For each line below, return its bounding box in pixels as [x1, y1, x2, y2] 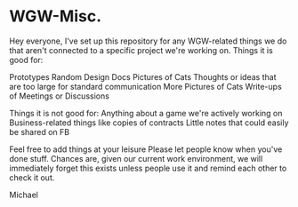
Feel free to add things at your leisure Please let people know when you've [9, 144, 283, 155]
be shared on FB [9, 126, 69, 137]
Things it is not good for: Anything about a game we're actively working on [9, 107, 283, 118]
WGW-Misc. [9, 6, 102, 27]
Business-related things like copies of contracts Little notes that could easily [9, 117, 289, 128]
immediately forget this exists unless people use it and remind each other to [9, 163, 287, 173]
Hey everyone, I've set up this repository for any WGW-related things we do [9, 36, 287, 46]
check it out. [9, 171, 55, 183]
